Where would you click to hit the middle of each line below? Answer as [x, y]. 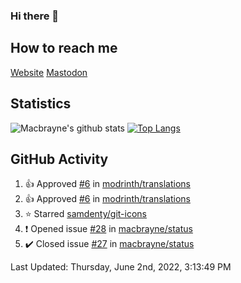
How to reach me [64, 48]
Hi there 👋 [35, 16]
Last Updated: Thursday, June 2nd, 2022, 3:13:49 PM [121, 267]
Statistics [41, 104]
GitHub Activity [59, 159]
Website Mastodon [49, 72]
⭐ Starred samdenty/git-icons [85, 214]
